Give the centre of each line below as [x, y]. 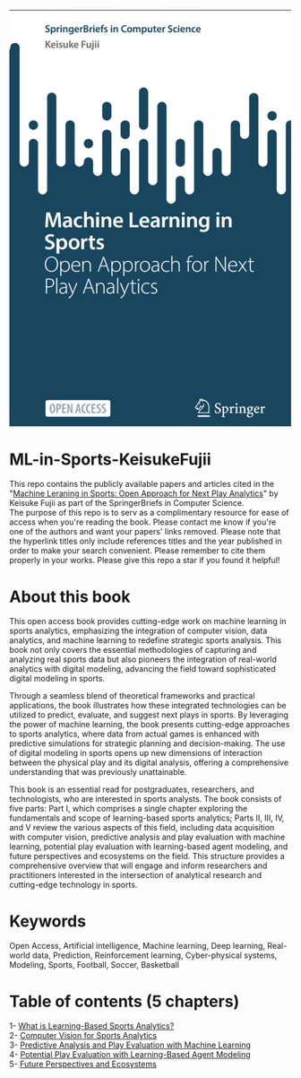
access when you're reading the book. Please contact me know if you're [143, 522]
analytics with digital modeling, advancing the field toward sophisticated [142, 669]
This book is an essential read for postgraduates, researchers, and [132, 789]
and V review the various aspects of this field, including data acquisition [142, 828]
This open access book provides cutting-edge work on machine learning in [148, 622]
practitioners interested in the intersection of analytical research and [136, 875]
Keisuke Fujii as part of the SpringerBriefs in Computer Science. [127, 503]
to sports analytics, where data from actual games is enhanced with [134, 734]
